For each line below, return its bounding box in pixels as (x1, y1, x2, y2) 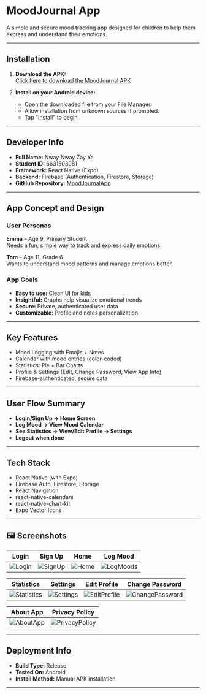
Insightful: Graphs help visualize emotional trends (15, 296, 142, 303)
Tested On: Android (15, 668, 66, 676)
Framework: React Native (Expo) (15, 166, 99, 173)
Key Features (6, 332, 58, 343)
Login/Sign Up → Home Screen (15, 414, 96, 422)
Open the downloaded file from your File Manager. (24, 101, 152, 108)
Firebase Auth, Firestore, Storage (15, 480, 99, 487)
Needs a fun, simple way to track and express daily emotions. (6, 242, 162, 249)
